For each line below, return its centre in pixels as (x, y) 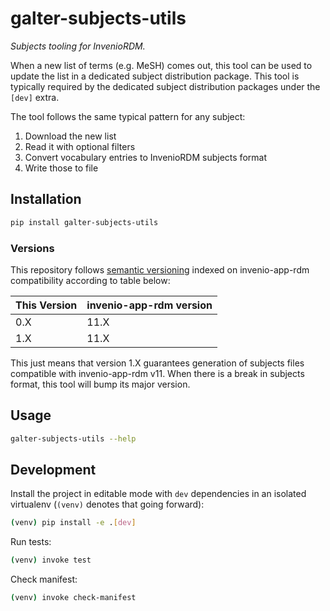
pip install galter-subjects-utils (84, 222)
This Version (46, 305)
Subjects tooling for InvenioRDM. (78, 46)
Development (53, 470)
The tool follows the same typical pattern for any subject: (128, 116)
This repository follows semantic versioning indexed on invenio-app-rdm (160, 269)
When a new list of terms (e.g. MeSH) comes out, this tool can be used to (161, 65)
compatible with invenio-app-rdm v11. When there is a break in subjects (157, 373)
